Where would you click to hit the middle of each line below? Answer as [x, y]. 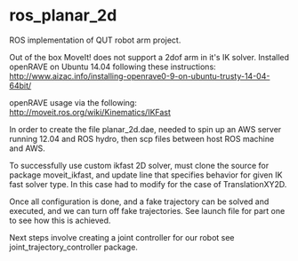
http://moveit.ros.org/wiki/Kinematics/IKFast [90, 112]
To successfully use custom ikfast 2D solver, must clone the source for [139, 165]
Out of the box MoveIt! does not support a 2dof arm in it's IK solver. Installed [149, 57]
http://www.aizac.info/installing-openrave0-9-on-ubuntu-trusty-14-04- [140, 75]
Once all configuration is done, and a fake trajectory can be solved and [139, 202]
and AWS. [28, 148]
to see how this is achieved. [60, 220]
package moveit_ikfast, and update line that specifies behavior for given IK [146, 175]
